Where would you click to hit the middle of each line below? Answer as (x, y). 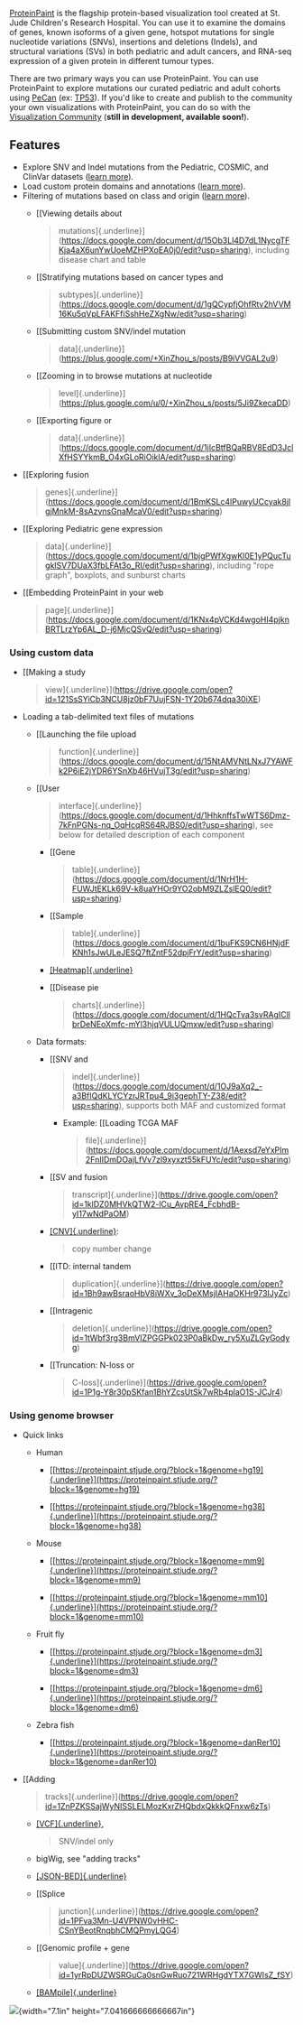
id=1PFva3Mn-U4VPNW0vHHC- (118, 1921)
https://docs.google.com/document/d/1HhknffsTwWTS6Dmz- (176, 815)
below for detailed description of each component (151, 835)
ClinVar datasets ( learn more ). (78, 176)
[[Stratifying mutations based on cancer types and (129, 277)
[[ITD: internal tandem (90, 1267)
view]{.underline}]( (80, 690)
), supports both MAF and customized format (202, 1106)
